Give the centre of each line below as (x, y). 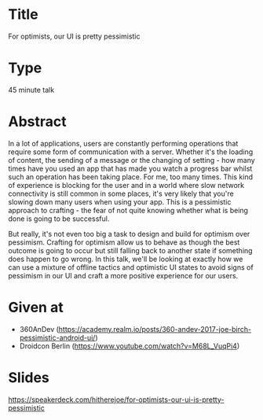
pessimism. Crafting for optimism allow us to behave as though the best (124, 242)
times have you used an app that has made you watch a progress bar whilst (130, 168)
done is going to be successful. (59, 219)
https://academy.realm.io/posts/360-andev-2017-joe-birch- (155, 329)
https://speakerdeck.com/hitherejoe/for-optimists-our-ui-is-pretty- (116, 400)
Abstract (37, 122)
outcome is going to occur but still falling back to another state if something (130, 250)
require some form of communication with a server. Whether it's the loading (131, 152)
